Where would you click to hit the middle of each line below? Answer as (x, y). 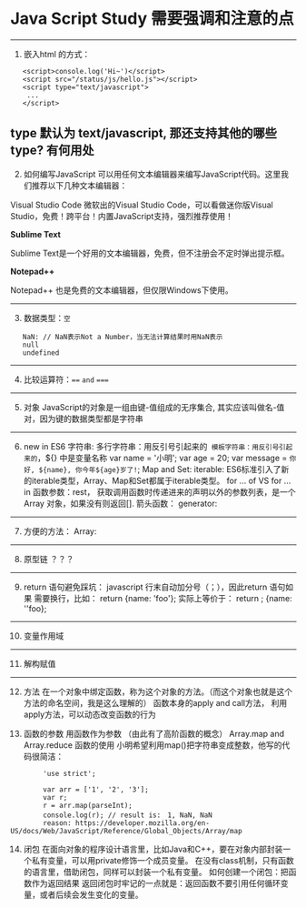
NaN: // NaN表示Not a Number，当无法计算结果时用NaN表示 (123, 337)
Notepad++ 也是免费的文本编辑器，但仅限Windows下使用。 (122, 290)
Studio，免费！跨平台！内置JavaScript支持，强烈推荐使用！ (122, 216)
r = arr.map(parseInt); (88, 805)
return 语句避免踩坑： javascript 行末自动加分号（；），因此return (145, 587)
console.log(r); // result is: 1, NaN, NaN (128, 815)
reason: (57, 823)
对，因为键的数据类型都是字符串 (83, 419)
